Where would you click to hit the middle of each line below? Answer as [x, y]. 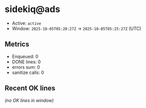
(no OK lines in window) [29, 100]
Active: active [26, 23]
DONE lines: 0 [26, 62]
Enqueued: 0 [25, 56]
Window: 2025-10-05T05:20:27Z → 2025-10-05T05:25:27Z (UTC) [76, 28]
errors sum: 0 [26, 67]
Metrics [17, 44]
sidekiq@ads [32, 9]
